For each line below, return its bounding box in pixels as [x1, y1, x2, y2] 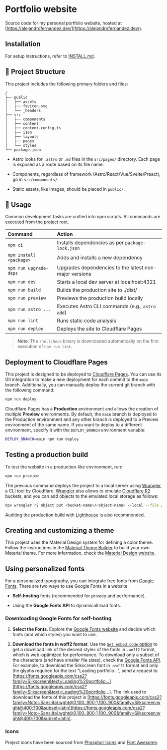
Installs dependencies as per [57, 239, 124, 246]
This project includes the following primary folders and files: [5, 81, 128, 87]
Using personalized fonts [5, 564, 85, 573]
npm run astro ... [7, 307, 51, 313]
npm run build [7, 287, 41, 293]
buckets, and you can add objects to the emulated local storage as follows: [5, 493, 159, 499]
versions [71, 271, 92, 278]
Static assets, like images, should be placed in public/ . [12, 186, 125, 192]
